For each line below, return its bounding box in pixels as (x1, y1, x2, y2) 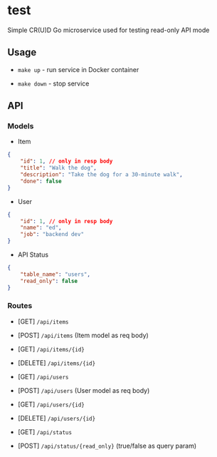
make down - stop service (17, 79, 90, 88)
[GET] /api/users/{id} (17, 400, 85, 409)
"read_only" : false (20, 277, 78, 284)
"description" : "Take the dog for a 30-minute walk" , (20, 171, 183, 178)
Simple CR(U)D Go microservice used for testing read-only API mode (7, 26, 210, 34)
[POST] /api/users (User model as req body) (17, 386, 150, 394)
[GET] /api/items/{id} (17, 344, 85, 353)
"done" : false (20, 178, 62, 185)
